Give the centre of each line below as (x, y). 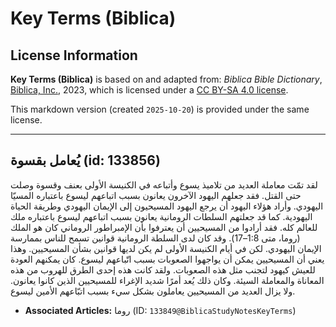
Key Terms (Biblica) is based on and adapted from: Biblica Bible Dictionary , (166, 79)
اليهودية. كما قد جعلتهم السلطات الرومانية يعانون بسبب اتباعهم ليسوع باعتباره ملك (161, 216)
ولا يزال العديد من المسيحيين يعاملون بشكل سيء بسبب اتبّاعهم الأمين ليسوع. (153, 291)
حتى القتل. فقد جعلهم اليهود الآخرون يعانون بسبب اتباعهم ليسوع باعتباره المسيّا (156, 195)
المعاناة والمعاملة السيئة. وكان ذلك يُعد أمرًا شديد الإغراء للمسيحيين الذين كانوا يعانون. (167, 280)
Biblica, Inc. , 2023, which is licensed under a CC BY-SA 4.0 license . (149, 90)
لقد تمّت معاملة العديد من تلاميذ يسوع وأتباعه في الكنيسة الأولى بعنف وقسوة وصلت (164, 184)
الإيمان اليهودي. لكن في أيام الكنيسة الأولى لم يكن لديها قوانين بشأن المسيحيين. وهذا (166, 248)
